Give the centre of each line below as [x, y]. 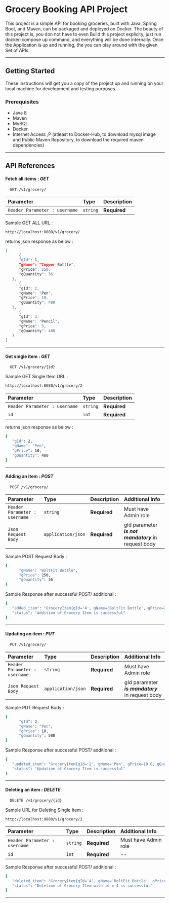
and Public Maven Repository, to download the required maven [78, 140]
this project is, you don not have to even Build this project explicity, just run [83, 34]
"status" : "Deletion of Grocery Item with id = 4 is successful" [82, 886]
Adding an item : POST [30, 476]
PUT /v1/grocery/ [28, 644]
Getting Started [30, 71]
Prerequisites [22, 101]
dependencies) [28, 145]
